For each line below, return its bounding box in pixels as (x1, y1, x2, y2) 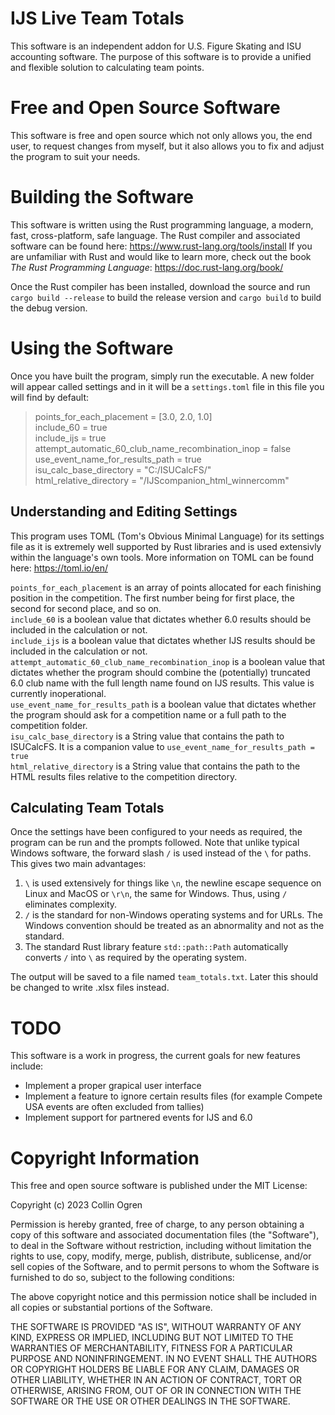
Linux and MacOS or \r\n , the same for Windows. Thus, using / (24, 888, 288, 900)
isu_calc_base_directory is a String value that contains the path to (10, 730, 285, 742)
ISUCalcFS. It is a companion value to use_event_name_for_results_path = (10, 740, 315, 752)
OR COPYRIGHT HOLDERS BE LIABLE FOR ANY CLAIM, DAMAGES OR (10, 1363, 300, 1376)
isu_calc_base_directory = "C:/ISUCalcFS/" (34, 463, 212, 476)
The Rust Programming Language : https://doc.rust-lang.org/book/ (10, 261, 284, 273)
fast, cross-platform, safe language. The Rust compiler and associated (10, 229, 301, 241)
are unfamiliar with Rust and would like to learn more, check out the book (10, 250, 312, 262)
